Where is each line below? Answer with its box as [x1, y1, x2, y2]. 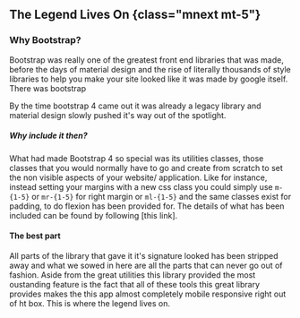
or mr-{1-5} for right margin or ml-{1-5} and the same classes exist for [30, 191, 292, 202]
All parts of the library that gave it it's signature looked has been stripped [9, 250, 279, 261]
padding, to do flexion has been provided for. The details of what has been [9, 201, 285, 211]
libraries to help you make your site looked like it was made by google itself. [9, 73, 288, 84]
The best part [9, 230, 61, 241]
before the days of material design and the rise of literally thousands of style [9, 64, 291, 74]
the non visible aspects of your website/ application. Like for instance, [9, 172, 268, 183]
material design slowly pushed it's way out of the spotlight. [9, 109, 227, 120]
